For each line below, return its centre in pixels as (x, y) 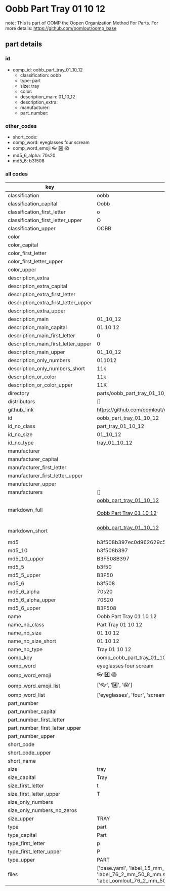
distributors (22, 402)
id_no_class (22, 426)
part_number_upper (31, 736)
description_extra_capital (37, 286)
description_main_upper (36, 352)
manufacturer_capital (33, 459)
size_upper (21, 818)
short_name (22, 761)
